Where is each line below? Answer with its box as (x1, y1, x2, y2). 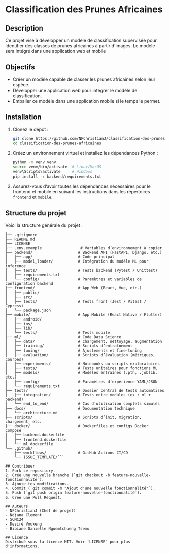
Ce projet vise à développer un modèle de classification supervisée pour (5, 37, 157, 43)
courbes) (5, 357, 24, 362)
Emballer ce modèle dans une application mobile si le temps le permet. (12, 98, 161, 104)
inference (5, 263, 26, 268)
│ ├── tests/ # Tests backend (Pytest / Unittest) (5, 268, 158, 273)
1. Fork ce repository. (5, 468, 56, 473)
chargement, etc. (5, 419, 42, 424)
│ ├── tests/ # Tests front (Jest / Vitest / (5, 299, 146, 304)
